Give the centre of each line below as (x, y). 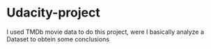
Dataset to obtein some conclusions (58, 39)
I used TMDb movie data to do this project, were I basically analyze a (105, 32)
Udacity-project (53, 13)
